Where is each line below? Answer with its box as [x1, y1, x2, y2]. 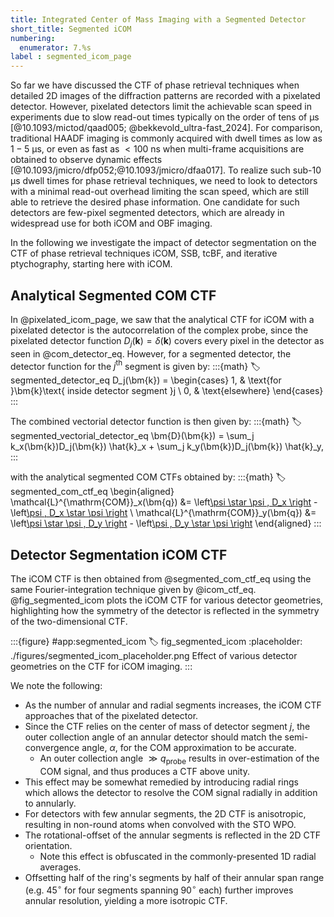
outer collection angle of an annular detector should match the [24, 731, 283, 743]
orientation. [24, 840, 73, 851]
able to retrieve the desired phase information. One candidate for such [10, 196, 300, 208]
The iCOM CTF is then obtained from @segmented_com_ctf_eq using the [10, 573, 312, 585]
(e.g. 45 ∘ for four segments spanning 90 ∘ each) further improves [24, 882, 294, 896]
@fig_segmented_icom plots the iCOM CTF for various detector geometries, [10, 594, 324, 606]
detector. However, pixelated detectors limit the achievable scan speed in [10, 101, 313, 113]
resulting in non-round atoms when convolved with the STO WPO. [24, 819, 297, 830]
